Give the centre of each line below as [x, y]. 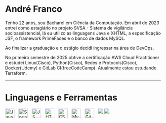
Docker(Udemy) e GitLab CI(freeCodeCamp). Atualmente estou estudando [81, 68]
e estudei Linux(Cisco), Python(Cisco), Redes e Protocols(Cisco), [71, 62]
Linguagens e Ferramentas [61, 98]
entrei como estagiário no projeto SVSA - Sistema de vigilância [69, 28]
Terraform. [16, 73]
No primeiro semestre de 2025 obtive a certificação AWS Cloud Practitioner [82, 57]
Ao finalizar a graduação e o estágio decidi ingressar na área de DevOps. [80, 48]
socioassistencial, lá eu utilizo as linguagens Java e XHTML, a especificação [83, 33]
